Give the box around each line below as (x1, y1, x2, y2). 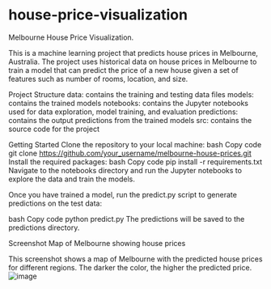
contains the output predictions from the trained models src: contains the (8, 115, 252, 125)
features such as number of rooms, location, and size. (8, 74, 188, 83)
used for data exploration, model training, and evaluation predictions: (8, 107, 239, 117)
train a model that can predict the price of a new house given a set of (8, 65, 239, 74)
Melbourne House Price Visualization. (8, 32, 134, 42)
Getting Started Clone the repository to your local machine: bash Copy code (8, 139, 262, 149)
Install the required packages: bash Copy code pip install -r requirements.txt (8, 156, 263, 167)
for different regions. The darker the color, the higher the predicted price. (8, 262, 252, 272)
